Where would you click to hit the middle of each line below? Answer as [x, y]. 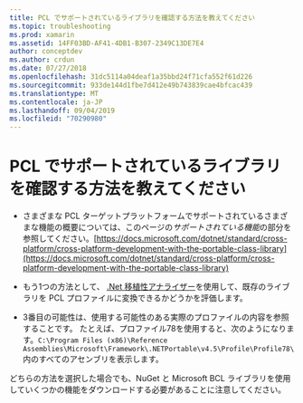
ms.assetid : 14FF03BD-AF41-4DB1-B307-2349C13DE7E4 [107, 43]
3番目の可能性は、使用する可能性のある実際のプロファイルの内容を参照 [156, 317]
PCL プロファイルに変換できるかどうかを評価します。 [148, 298]
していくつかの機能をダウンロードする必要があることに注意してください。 [148, 389]
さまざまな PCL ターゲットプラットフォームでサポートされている [143, 216]
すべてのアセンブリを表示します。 [101, 360]
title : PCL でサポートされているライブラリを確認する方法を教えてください [133, 18]
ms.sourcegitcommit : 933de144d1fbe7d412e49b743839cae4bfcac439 [131, 85]
